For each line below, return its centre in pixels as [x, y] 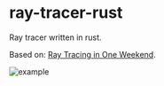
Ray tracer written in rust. [55, 37]
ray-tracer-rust [66, 13]
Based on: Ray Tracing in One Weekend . [83, 54]
